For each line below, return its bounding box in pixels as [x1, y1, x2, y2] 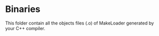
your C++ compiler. [5, 25, 45, 31]
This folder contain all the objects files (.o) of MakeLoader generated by [5, 20, 154, 26]
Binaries [5, 3, 41, 15]
